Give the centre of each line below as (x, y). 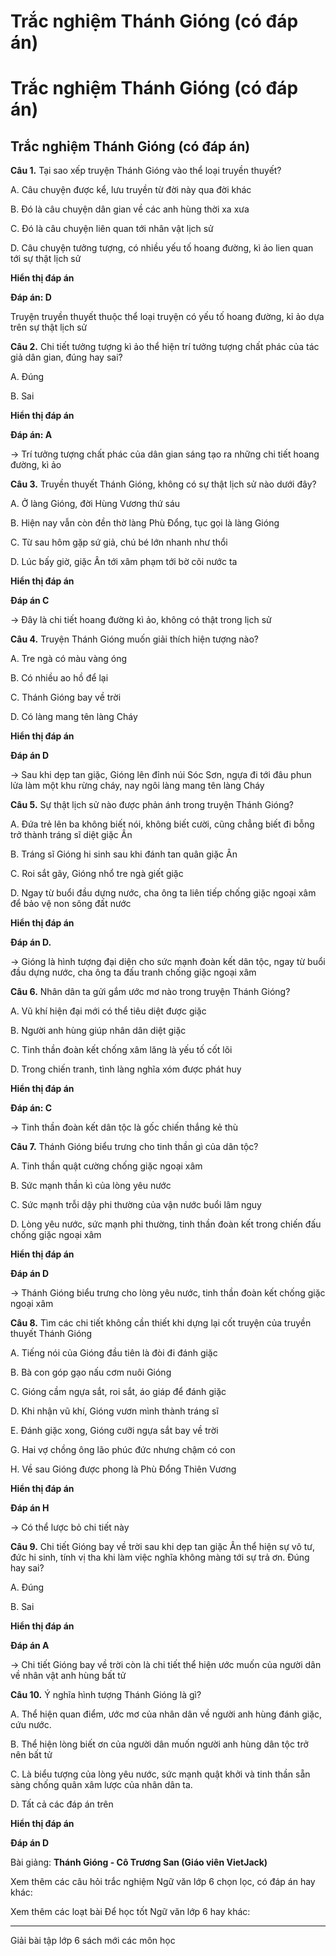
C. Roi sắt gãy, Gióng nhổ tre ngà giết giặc (97, 874)
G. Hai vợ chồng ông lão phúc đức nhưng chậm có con (123, 1450)
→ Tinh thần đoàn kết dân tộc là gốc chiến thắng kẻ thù (124, 1127)
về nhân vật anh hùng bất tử (68, 1676)
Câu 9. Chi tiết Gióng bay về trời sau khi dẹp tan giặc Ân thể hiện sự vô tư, (163, 1547)
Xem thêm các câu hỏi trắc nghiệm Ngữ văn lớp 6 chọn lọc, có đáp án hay (163, 1882)
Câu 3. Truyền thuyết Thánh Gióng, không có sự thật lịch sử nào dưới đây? (163, 484)
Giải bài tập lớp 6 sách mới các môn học (93, 1941)
